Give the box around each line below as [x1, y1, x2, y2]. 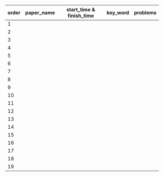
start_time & [66, 6, 96, 13]
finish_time [67, 12, 94, 19]
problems [134, 9, 157, 16]
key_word [106, 9, 129, 16]
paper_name [25, 9, 55, 16]
